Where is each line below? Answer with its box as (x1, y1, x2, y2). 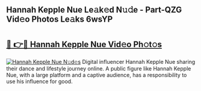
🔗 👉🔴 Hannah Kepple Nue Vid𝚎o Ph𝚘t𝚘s (6, 39, 162, 49)
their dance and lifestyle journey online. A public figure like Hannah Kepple (6, 65, 191, 72)
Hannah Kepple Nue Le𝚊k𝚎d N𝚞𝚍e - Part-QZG (6, 5, 182, 15)
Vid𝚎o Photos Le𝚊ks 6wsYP (6, 14, 113, 25)
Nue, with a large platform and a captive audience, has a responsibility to (6, 72, 187, 78)
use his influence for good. (6, 78, 73, 85)
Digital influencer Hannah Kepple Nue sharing (82, 58, 196, 65)
